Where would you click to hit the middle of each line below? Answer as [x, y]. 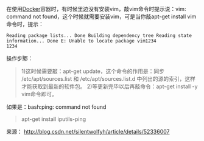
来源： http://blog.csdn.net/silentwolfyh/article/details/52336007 [88, 132]
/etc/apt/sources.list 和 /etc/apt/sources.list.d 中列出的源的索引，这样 [108, 79]
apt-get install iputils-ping [54, 119]
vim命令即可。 [39, 94]
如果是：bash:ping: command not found [56, 107]
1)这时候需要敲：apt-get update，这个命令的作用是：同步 [93, 71]
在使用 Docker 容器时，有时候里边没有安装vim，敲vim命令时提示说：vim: [96, 9]
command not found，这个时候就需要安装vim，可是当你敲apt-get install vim [101, 16]
